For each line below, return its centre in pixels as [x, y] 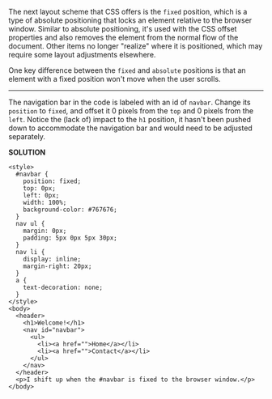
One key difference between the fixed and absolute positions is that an [127, 70]
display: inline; [52, 259]
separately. [27, 136]
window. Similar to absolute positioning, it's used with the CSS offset [123, 29]
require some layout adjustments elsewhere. [82, 55]
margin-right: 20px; [57, 266]
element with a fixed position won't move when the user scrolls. [115, 79]
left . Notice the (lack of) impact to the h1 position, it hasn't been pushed [130, 119]
